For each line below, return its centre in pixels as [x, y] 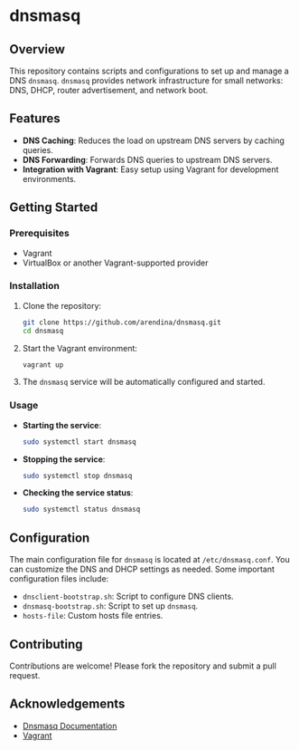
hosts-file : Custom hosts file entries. [93, 616]
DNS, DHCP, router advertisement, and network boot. [109, 90]
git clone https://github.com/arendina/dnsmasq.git [121, 322]
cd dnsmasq [43, 331]
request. [25, 675]
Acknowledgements [67, 704]
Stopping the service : [64, 459]
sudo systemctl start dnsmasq [79, 442]
